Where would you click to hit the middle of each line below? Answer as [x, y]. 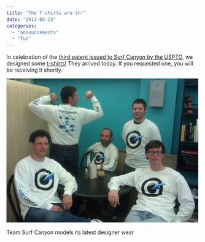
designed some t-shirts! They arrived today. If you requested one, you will [100, 64]
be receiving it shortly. [35, 70]
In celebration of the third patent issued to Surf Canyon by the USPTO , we [100, 57]
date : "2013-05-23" [31, 19]
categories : [21, 26]
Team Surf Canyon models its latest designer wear [70, 232]
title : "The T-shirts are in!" [46, 13]
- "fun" [22, 39]
